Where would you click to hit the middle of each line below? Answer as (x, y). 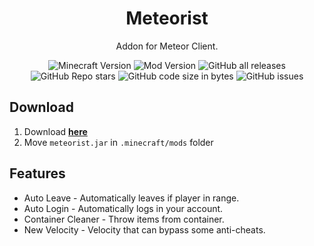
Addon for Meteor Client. (167, 46)
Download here (55, 131)
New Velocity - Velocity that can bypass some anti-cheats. (144, 229)
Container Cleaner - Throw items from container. (124, 219)
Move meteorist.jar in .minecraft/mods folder (118, 142)
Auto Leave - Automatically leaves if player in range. (131, 198)
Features (37, 173)
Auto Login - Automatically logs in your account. (123, 208)
